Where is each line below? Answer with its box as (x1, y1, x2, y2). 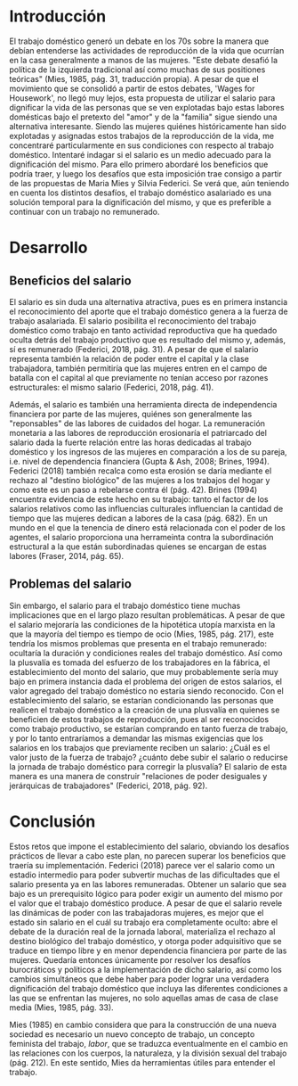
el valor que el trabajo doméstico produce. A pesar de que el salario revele (9, 898, 283, 909)
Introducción (9, 6, 107, 27)
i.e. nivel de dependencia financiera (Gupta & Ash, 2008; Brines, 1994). (9, 456, 270, 466)
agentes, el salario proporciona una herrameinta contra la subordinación (9, 531, 274, 542)
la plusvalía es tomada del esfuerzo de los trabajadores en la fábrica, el (9, 657, 270, 668)
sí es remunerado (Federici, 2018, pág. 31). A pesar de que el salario (9, 343, 259, 354)
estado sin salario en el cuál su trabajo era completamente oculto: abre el (9, 917, 278, 927)
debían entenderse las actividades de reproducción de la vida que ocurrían (9, 45, 285, 55)
